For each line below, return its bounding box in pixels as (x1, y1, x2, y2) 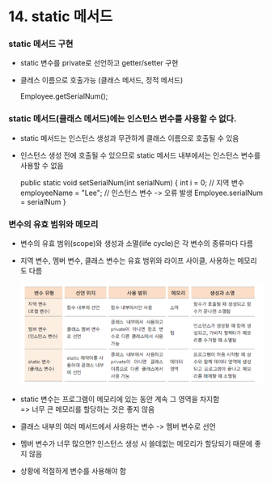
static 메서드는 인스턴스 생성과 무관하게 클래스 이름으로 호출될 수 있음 (19, 133, 239, 142)
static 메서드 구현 (8, 38, 74, 49)
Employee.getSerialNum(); (19, 91, 108, 101)
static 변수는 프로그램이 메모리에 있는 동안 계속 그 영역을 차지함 (19, 394, 220, 404)
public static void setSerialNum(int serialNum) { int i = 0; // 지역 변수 (19, 177, 245, 187)
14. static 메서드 (8, 7, 113, 26)
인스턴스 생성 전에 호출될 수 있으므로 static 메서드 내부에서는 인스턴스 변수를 (19, 150, 261, 160)
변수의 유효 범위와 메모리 (8, 218, 99, 230)
